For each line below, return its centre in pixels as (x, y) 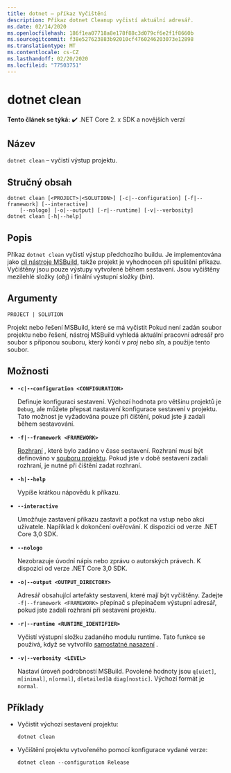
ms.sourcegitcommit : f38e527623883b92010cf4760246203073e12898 (101, 40)
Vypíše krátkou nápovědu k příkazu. (69, 492)
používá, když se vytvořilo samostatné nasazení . (87, 644)
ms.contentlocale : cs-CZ (43, 53)
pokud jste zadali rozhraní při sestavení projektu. (87, 610)
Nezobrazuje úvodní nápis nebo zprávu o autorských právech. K (109, 560)
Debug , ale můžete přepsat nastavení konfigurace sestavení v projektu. (117, 409)
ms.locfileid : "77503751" (44, 65)
